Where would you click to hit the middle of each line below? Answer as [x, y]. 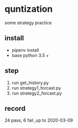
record [15, 109]
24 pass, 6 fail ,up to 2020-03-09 [39, 120]
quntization [29, 9]
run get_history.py [30, 83]
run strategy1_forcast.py [36, 88]
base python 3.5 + [30, 55]
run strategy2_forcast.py [37, 93]
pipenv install [25, 50]
